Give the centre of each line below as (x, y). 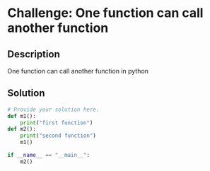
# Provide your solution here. (53, 110)
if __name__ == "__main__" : (49, 155)
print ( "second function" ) (58, 136)
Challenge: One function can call (105, 13)
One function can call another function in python (78, 71)
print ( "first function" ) (57, 123)
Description (34, 54)
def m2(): (22, 129)
